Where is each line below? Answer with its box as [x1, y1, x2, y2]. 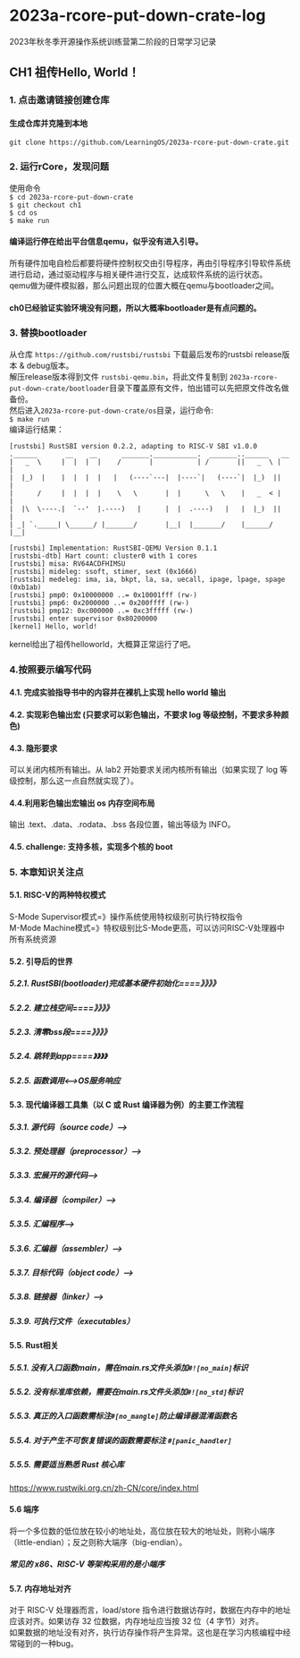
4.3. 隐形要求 [9, 742, 58, 753]
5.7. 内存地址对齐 [9, 1583, 71, 1594]
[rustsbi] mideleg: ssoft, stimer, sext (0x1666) [9, 567, 198, 576]
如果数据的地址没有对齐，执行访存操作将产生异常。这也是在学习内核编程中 [9, 1627, 283, 1638]
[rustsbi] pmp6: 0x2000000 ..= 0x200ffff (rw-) [9, 598, 190, 607]
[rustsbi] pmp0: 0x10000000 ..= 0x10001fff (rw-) [9, 590, 198, 600]
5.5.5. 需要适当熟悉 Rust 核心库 [9, 1459, 125, 1470]
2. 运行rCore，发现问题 [9, 160, 110, 173]
